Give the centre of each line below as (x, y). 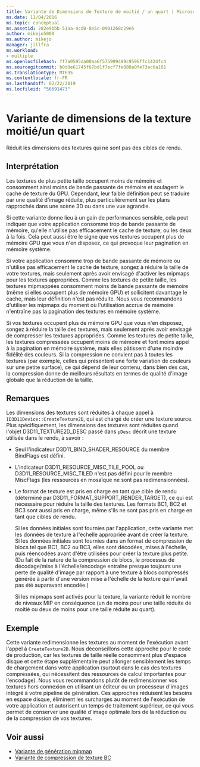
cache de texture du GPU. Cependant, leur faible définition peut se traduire (98, 193)
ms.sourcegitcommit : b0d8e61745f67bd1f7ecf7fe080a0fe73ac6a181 (86, 67)
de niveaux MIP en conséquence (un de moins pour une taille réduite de (103, 603)
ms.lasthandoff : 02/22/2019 (41, 84)
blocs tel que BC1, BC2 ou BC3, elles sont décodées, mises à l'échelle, (101, 547)
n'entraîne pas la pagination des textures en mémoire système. (83, 311)
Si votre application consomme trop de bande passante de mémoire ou (93, 261)
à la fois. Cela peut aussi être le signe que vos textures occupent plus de (95, 236)
